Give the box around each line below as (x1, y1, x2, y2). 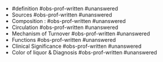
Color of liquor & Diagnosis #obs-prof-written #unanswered (11, 49, 158, 56)
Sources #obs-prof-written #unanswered (11, 11, 112, 18)
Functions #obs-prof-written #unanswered (11, 37, 116, 43)
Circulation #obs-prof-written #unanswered (11, 24, 119, 31)
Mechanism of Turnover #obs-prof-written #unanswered (11, 30, 151, 37)
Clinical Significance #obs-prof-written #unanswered (11, 43, 142, 50)
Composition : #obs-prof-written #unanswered (11, 18, 126, 24)
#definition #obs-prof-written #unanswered (11, 5, 118, 12)
